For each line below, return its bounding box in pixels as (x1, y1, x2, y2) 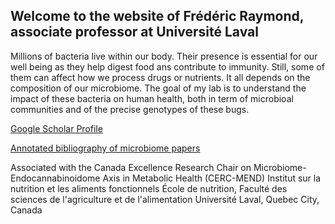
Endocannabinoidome (10, 172, 101, 184)
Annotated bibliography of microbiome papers (10, 142, 201, 154)
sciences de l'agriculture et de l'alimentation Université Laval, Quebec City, (10, 193, 320, 205)
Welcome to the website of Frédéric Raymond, (10, 8, 305, 25)
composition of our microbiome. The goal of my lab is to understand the (10, 82, 307, 94)
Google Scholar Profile (10, 122, 103, 134)
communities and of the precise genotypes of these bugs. (10, 103, 250, 115)
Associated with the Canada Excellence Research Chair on (10, 161, 252, 173)
